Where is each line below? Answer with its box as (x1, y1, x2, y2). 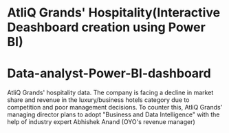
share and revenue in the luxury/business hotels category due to (7, 96, 190, 104)
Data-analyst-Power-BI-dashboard (7, 65, 211, 81)
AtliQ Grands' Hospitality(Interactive (7, 5, 221, 21)
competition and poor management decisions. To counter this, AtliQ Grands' (7, 103, 223, 112)
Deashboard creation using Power (7, 19, 206, 35)
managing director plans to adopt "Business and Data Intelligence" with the (7, 110, 220, 119)
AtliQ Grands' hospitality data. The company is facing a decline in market (7, 88, 214, 97)
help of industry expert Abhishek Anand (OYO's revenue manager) (7, 118, 196, 126)
